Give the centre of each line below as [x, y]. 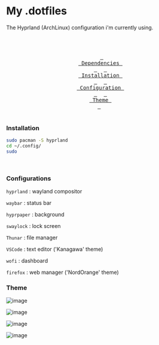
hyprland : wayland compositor [44, 192]
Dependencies [100, 63]
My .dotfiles [37, 11]
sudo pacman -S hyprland [37, 141]
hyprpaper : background [35, 215]
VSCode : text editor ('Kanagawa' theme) [55, 249]
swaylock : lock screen [33, 226]
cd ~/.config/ [24, 146]
